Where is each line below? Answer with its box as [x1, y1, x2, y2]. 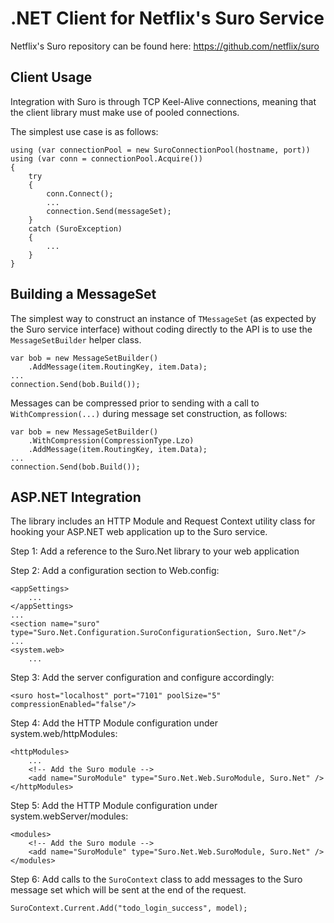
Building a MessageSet [10, 286, 157, 303]
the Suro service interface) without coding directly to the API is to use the [10, 323, 313, 335]
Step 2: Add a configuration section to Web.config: [10, 565, 220, 577]
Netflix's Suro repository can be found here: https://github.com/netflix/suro [10, 40, 320, 52]
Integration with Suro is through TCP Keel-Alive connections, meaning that [10, 95, 317, 107]
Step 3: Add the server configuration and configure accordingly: [10, 672, 275, 684]
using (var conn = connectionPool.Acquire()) [10, 153, 203, 164]
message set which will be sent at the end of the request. [10, 884, 247, 896]
